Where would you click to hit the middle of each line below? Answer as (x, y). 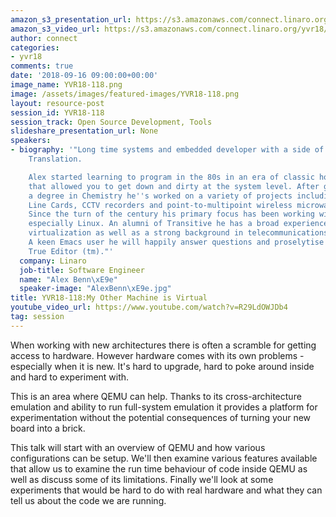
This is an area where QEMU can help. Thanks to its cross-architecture (156, 396)
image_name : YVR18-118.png (66, 85)
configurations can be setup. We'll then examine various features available (164, 458)
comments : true (42, 66)
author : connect (44, 38)
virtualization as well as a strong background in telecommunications (178, 233)
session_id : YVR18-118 (57, 112)
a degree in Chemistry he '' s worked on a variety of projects (160, 196)
